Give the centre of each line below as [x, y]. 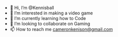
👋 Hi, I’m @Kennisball [32, 8]
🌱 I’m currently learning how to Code [48, 18]
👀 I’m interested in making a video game [51, 13]
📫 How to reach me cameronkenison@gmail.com [61, 29]
